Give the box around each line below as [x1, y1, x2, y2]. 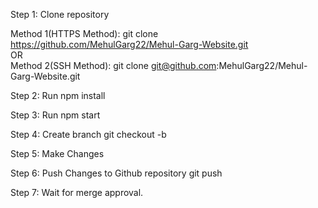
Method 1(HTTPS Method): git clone [10, 28, 159, 39]
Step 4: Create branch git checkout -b [10, 129, 167, 140]
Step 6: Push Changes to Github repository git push [10, 167, 223, 179]
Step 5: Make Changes [10, 148, 105, 159]
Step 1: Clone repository [10, 9, 110, 20]
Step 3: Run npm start [10, 109, 101, 121]
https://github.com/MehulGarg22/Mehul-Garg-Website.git [10, 39, 249, 50]
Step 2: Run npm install [10, 90, 106, 101]
